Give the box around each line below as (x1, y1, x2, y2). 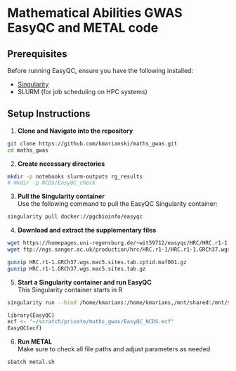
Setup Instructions (7, 108, 91, 120)
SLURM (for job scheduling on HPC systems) (17, 88, 147, 96)
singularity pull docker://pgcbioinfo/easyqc (7, 213, 143, 221)
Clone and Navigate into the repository (17, 126, 133, 135)
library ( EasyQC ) (7, 311, 55, 319)
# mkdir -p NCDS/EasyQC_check (7, 179, 96, 187)
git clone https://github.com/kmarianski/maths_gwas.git (7, 140, 178, 147)
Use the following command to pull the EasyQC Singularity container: (17, 200, 218, 208)
